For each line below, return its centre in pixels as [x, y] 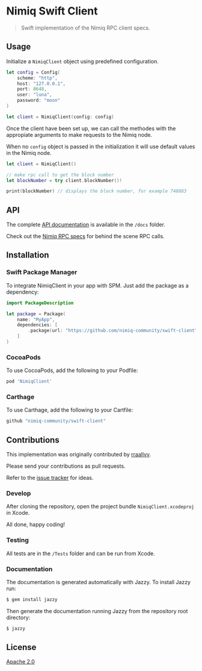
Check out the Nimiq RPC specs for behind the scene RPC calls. [85, 236]
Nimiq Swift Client [52, 11]
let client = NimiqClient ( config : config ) [60, 117]
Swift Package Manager [42, 272]
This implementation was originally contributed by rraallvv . [79, 455]
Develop [19, 493]
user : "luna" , [35, 95]
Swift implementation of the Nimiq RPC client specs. [85, 28]
